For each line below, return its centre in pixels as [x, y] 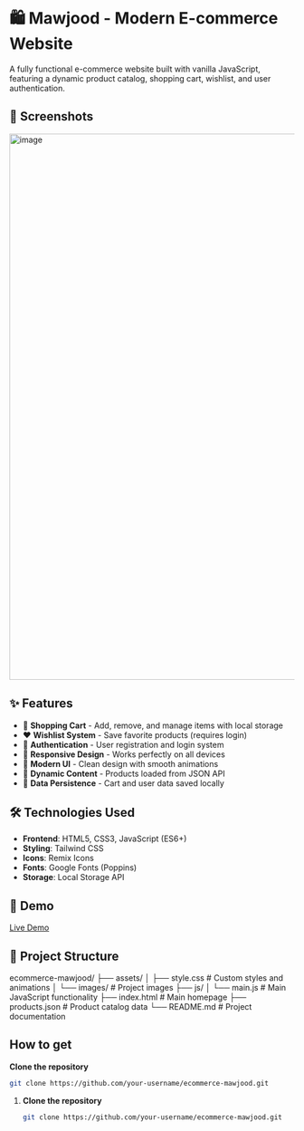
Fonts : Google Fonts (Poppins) [80, 867]
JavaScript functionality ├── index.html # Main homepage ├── [128, 997]
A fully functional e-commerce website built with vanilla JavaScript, [135, 69]
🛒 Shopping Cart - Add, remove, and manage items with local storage [152, 725]
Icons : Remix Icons [58, 858]
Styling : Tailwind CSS [63, 848]
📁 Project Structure [64, 956]
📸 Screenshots [52, 116]
